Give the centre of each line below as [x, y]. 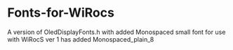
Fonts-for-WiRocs [61, 13]
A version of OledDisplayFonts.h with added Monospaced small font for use [116, 32]
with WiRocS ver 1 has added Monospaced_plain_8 [81, 39]
